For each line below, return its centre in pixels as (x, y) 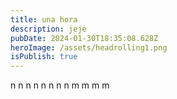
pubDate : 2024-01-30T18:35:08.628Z (84, 38)
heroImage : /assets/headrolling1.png (89, 47)
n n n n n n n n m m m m (60, 85)
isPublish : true (44, 57)
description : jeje (48, 29)
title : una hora (44, 19)
